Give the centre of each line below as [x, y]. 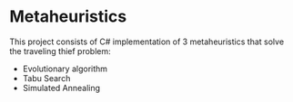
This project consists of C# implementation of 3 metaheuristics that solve [147, 42]
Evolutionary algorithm [65, 69]
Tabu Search [46, 78]
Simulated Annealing [61, 88]
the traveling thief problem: [60, 51]
